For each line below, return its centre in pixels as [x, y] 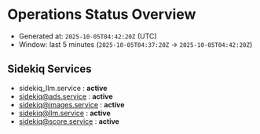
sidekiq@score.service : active [69, 121]
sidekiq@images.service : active [71, 104]
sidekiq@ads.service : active [66, 96]
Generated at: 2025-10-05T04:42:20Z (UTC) [88, 36]
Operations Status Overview [102, 14]
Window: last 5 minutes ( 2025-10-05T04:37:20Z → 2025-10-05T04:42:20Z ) [135, 44]
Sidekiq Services [49, 69]
